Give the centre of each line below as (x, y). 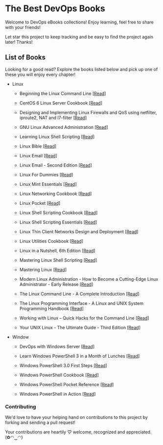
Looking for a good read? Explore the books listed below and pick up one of (81, 69)
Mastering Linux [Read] (43, 270)
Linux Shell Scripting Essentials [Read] (58, 222)
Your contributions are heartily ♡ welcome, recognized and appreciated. (78, 432)
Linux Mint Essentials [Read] (48, 184)
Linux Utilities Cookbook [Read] (51, 241)
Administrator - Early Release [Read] (56, 284)
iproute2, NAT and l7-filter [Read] (53, 118)
